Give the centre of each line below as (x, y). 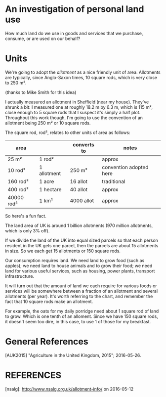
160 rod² (18, 181)
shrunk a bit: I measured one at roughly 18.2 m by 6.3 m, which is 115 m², (79, 107)
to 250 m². (16, 83)
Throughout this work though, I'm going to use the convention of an (74, 118)
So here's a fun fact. (26, 216)
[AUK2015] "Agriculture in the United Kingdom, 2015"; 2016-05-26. (73, 355)
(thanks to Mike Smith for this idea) (41, 92)
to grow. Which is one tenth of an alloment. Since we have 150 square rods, (82, 316)
